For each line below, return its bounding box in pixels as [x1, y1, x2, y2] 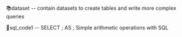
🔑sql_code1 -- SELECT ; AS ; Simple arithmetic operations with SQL [6, 24, 168, 31]
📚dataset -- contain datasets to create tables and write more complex [6, 5, 177, 12]
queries [6, 13, 25, 20]
